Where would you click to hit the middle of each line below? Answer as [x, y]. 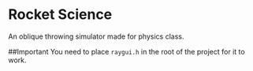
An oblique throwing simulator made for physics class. [96, 36]
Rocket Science [60, 15]
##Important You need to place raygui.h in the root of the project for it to [127, 51]
